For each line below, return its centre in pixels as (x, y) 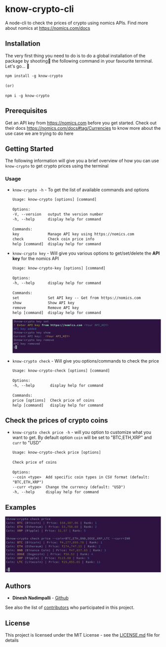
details (12, 641)
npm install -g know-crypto (34, 76)
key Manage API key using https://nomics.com (73, 234)
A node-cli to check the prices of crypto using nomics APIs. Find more (77, 23)
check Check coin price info (53, 239)
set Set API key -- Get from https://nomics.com (77, 298)
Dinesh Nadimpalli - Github (41, 598)
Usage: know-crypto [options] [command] (54, 199)
